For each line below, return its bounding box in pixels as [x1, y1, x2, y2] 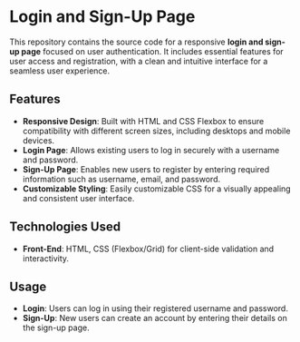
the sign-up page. [22, 322, 90, 333]
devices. [22, 134, 55, 146]
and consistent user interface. [22, 192, 135, 203]
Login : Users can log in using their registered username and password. [22, 303, 288, 314]
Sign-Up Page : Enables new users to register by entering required [22, 163, 270, 174]
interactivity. [22, 252, 70, 264]
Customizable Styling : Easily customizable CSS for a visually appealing [22, 183, 292, 194]
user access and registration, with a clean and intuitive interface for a [9, 55, 268, 66]
